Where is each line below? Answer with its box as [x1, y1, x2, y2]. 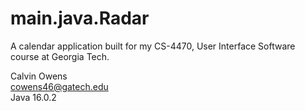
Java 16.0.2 [10, 91, 57, 103]
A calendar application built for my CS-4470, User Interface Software [10, 40, 296, 52]
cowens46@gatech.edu [10, 80, 109, 92]
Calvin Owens [10, 70, 68, 82]
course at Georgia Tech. [10, 50, 110, 62]
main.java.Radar [10, 7, 150, 30]
